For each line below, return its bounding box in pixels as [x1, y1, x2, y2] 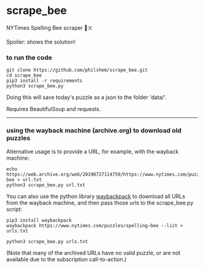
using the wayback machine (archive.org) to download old [6, 126, 182, 135]
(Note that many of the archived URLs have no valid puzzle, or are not [6, 249, 181, 256]
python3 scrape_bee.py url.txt [6, 182, 86, 188]
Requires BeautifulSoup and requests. [6, 106, 101, 113]
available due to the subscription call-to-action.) [6, 256, 127, 263]
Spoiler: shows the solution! [6, 38, 76, 46]
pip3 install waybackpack [6, 217, 72, 223]
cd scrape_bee [6, 72, 42, 79]
